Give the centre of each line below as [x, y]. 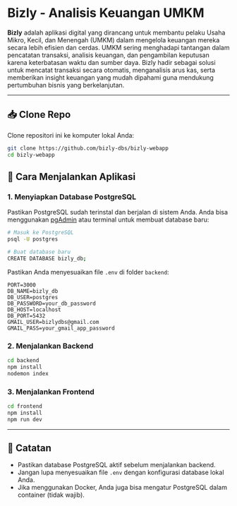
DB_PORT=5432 [26, 315]
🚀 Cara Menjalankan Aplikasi [72, 177]
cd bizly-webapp [31, 155]
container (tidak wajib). [51, 495]
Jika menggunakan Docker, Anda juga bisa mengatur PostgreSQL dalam [122, 488]
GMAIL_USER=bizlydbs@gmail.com [53, 322]
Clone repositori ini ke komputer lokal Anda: [71, 135]
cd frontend [25, 406]
